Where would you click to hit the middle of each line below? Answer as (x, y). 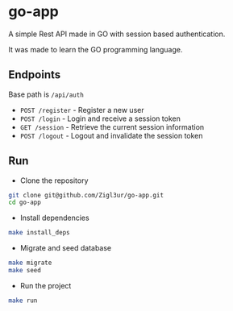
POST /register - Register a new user (82, 110)
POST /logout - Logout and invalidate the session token (111, 135)
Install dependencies (55, 218)
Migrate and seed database (66, 248)
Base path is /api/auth (46, 94)
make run (23, 301)
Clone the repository (54, 180)
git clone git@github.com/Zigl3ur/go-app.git (86, 195)
